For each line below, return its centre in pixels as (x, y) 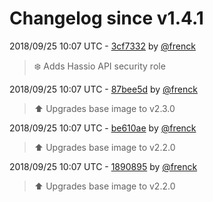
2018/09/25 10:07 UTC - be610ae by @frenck (103, 128)
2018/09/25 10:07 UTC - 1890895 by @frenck (103, 166)
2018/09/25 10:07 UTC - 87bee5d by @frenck (103, 89)
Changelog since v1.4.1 (106, 18)
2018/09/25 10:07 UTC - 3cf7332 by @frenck (102, 46)
